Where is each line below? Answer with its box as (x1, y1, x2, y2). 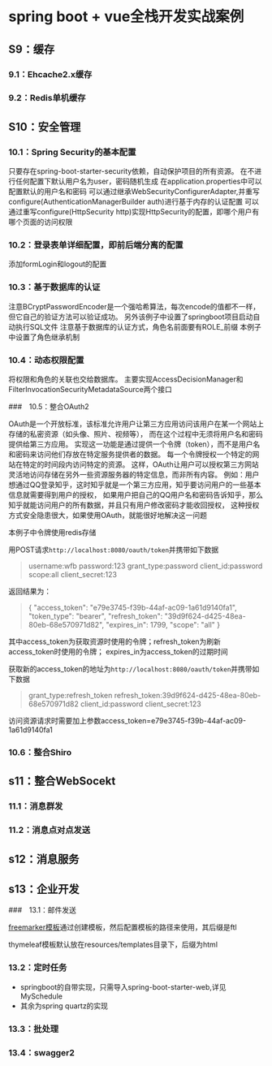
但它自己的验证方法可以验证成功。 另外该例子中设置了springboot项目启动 (8, 312, 253, 322)
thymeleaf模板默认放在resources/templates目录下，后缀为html (8, 939, 218, 950)
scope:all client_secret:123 (28, 570, 118, 579)
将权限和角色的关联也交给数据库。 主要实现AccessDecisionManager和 (8, 374, 244, 384)
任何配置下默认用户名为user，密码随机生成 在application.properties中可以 (15, 176, 262, 187)
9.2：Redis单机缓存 (8, 93, 86, 104)
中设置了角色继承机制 (8, 332, 80, 342)
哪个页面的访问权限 (8, 217, 73, 227)
